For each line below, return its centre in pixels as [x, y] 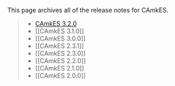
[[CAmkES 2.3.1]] [59, 46]
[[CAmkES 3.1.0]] [59, 31]
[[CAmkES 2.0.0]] [60, 76]
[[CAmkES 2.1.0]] [59, 68]
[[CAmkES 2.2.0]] [60, 61]
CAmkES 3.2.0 [56, 23]
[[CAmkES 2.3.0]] [60, 53]
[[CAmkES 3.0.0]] [60, 38]
